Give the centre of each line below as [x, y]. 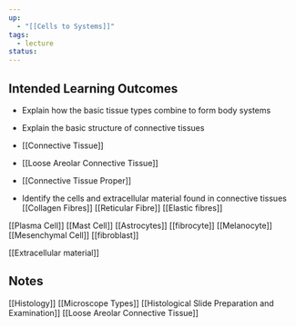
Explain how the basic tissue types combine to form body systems [146, 110]
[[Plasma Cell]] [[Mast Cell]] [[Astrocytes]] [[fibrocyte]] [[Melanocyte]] [140, 225]
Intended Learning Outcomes [93, 89]
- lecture [35, 43]
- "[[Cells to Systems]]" [66, 26]
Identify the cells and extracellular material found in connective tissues [154, 198]
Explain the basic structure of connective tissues [113, 127]
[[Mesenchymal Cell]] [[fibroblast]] [74, 235]
